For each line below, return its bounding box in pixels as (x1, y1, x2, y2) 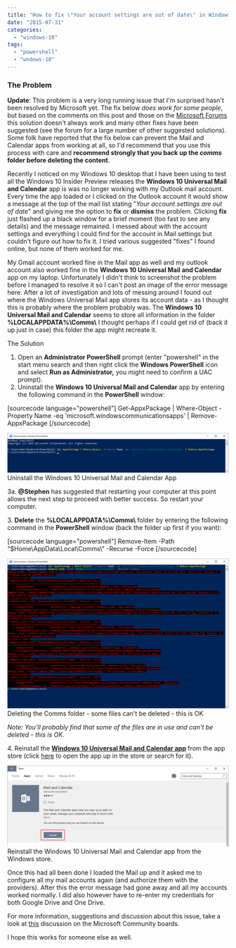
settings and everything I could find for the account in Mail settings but (7, 230, 212, 238)
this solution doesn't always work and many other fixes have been (7, 118, 199, 127)
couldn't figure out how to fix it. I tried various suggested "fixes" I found (7, 237, 216, 246)
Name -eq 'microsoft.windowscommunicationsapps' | (34, 412, 190, 420)
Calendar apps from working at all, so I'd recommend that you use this (7, 141, 211, 149)
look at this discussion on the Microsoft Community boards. (7, 920, 180, 928)
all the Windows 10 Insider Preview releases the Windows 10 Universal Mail (7, 177, 227, 186)
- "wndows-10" (13, 56, 55, 63)
